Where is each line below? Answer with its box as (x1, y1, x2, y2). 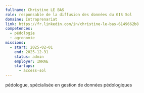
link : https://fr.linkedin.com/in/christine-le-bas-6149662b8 (5, 21, 139, 27)
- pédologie (10, 31, 35, 36)
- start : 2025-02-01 (10, 45, 53, 50)
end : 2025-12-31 (14, 49, 49, 54)
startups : (14, 63, 35, 68)
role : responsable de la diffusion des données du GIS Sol (5, 12, 132, 17)
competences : (5, 26, 33, 31)
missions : (5, 40, 26, 45)
